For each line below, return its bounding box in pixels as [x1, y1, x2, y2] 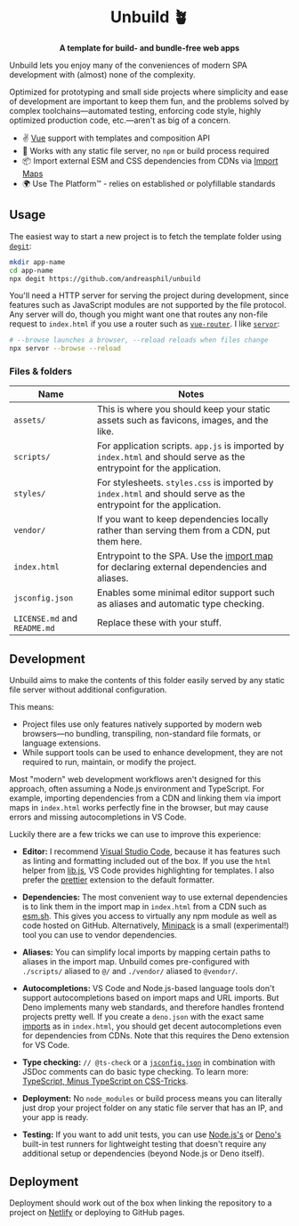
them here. [96, 536, 142, 548]
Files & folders [9, 366, 73, 378]
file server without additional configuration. [9, 684, 167, 695]
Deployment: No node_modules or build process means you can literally [21, 1093, 283, 1104]
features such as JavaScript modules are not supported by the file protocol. [9, 300, 287, 311]
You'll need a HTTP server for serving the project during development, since [9, 290, 289, 301]
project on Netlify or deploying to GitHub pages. [9, 1207, 185, 1218]
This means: [9, 702, 55, 713]
